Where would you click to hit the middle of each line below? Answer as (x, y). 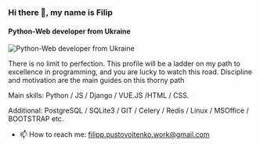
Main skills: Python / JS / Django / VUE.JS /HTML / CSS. (99, 95)
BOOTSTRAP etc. (36, 119)
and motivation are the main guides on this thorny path (96, 81)
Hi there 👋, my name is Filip (61, 13)
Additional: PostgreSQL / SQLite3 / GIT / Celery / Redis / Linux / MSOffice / (128, 111)
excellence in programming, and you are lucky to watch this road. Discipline (130, 72)
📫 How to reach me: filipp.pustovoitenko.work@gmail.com (114, 134)
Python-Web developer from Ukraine (69, 31)
